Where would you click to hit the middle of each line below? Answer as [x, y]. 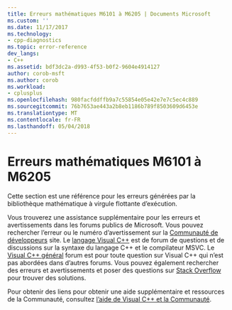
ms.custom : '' [28, 21]
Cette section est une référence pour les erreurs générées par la [102, 196]
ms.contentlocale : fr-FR [44, 119]
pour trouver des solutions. [47, 278]
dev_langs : [23, 54]
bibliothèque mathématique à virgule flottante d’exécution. [92, 204]
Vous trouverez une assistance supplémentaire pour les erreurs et [104, 218]
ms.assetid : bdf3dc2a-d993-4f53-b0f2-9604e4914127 [84, 67]
